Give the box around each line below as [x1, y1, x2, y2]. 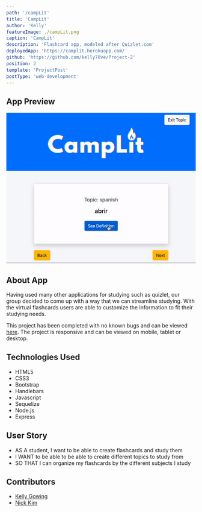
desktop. [6, 335, 28, 342]
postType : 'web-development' [6, 73, 79, 80]
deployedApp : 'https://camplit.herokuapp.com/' [6, 48, 128, 54]
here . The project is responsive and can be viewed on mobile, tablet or [6, 329, 182, 335]
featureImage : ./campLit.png [6, 29, 79, 35]
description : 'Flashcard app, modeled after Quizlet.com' [6, 42, 155, 48]
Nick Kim [14, 499, 38, 507]
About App [6, 275, 48, 285]
